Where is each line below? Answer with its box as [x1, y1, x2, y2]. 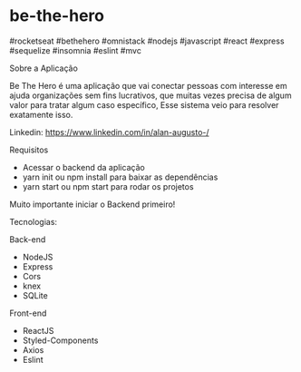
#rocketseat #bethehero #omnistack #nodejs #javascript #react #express [9, 35, 285, 46]
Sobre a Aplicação [9, 63, 79, 73]
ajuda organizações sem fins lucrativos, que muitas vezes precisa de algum [9, 90, 292, 101]
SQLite [22, 289, 48, 300]
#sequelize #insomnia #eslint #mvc [9, 44, 142, 55]
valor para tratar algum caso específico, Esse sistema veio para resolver [9, 99, 279, 110]
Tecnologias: [9, 216, 57, 227]
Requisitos [9, 144, 49, 155]
